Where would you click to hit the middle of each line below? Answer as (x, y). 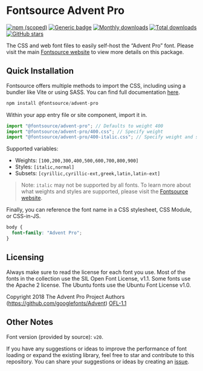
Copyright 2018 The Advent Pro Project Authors (66, 296)
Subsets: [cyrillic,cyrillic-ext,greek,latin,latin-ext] (88, 173)
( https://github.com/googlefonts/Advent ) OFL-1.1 (66, 303)
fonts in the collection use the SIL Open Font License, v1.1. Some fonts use (98, 278)
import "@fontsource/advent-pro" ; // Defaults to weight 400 (85, 126)
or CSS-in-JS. (24, 216)
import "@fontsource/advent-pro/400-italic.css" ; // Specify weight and (100, 137)
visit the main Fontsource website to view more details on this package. (95, 52)
